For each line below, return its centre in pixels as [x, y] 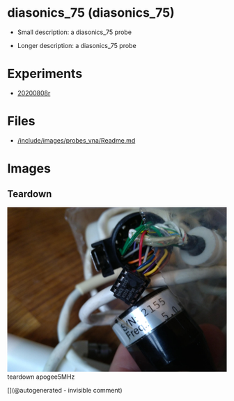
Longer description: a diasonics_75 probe [77, 45]
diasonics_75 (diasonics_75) [91, 13]
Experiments [45, 74]
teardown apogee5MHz [41, 377]
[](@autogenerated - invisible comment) [65, 390]
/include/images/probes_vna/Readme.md [76, 140]
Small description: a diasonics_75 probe [75, 32]
